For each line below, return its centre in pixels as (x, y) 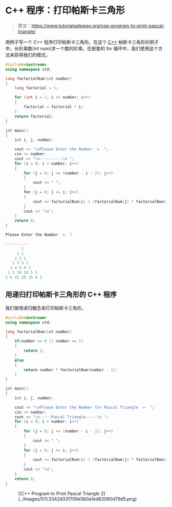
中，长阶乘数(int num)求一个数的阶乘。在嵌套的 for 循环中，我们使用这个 (82, 48)
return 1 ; (34, 351)
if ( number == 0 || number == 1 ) (49, 341)
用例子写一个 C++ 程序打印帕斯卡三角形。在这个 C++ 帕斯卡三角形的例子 (82, 42)
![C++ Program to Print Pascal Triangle (59, 493)
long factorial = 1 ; (36, 88)
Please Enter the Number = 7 (39, 235)
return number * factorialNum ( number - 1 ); (71, 370)
